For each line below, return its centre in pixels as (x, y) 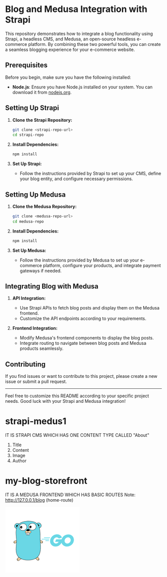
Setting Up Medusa (36, 194)
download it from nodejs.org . (42, 92)
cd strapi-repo (28, 135)
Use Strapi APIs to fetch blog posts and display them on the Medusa (90, 308)
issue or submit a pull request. (36, 382)
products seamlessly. (42, 348)
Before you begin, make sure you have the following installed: (68, 77)
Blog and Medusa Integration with (76, 9)
